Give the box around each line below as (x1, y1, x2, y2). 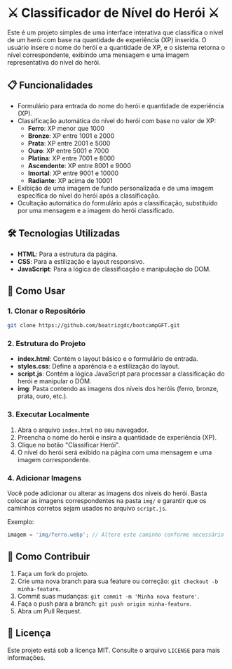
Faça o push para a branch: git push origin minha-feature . (17, 599, 191, 608)
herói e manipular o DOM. (17, 377, 93, 386)
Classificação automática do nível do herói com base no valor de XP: (17, 116, 217, 125)
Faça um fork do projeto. (17, 569, 89, 578)
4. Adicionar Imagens (7, 473, 82, 483)
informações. (7, 653, 46, 662)
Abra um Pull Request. (17, 606, 82, 615)
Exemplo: (7, 518, 34, 526)
